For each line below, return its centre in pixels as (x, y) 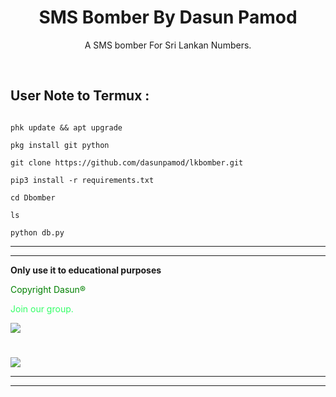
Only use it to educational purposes (86, 270)
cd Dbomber (33, 197)
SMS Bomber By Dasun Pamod (168, 17)
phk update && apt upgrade (66, 127)
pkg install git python (60, 145)
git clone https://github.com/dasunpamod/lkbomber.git (127, 162)
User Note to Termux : (80, 96)
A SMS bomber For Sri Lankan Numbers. (168, 45)
